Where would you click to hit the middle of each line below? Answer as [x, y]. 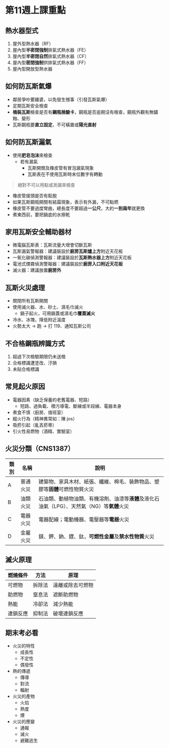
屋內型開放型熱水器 [32, 69]
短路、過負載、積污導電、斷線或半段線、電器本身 [71, 406]
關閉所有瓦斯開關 [30, 301]
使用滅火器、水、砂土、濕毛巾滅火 [48, 307]
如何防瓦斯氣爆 [28, 86]
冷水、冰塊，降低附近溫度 [39, 320]
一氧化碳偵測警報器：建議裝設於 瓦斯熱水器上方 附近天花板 [72, 257]
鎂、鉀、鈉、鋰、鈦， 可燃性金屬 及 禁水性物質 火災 [97, 537]
